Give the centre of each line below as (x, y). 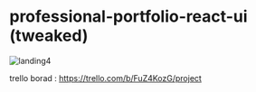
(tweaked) (49, 36)
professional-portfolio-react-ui (128, 17)
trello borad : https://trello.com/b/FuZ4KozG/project (105, 78)
